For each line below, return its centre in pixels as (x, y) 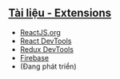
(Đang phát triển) (48, 66)
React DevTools (46, 41)
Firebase (34, 57)
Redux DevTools (47, 49)
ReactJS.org (40, 32)
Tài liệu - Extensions (60, 13)
